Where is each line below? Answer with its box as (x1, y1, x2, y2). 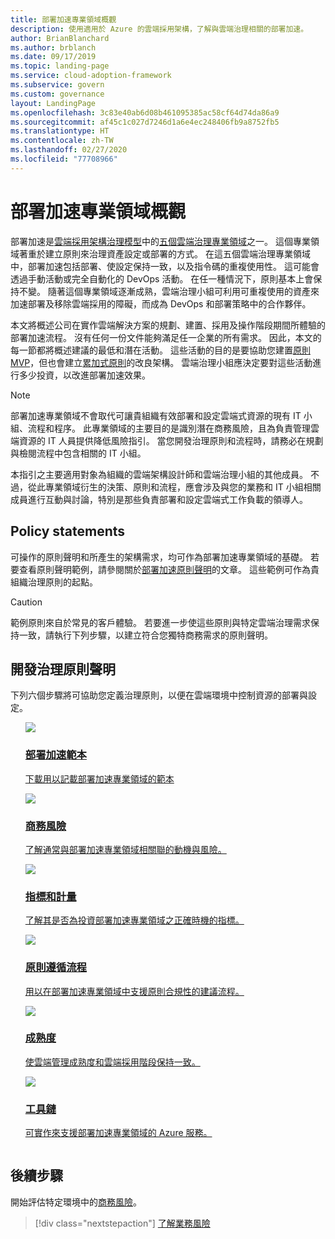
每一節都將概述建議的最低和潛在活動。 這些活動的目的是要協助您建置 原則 (10, 344, 311, 356)
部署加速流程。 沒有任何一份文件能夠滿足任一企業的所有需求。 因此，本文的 (10, 331, 322, 343)
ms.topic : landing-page (10, 61, 110, 71)
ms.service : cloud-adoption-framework (10, 71, 172, 81)
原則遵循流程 (24, 961, 87, 975)
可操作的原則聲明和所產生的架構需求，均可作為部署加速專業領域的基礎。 (10, 551, 308, 563)
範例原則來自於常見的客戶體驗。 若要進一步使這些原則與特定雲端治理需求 (10, 616, 311, 628)
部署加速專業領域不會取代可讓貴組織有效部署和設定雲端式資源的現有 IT (10, 409, 302, 421)
